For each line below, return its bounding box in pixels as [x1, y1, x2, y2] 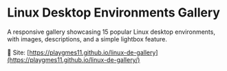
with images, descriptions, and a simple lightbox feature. [7, 34, 167, 43]
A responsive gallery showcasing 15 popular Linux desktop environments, [7, 28, 215, 36]
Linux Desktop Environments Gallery [7, 5, 220, 21]
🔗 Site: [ [7, 48, 30, 57]
